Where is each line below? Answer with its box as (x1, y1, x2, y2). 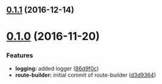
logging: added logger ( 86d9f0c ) (15, 65, 99, 72)
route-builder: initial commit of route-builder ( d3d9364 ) (15, 71, 157, 79)
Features (6, 51, 33, 60)
